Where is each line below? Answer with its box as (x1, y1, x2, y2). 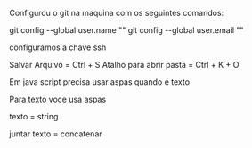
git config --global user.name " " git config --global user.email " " (9, 25, 244, 35)
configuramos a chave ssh (9, 42, 107, 53)
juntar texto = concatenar (9, 128, 102, 139)
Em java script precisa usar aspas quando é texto (9, 77, 190, 87)
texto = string (9, 111, 59, 121)
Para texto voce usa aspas (9, 94, 107, 104)
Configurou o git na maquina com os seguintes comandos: (9, 8, 224, 18)
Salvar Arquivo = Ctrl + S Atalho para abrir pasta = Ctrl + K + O (9, 60, 240, 70)
